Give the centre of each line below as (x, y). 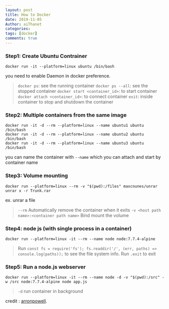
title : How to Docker (28, 15)
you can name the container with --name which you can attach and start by (83, 157)
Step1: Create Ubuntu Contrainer (46, 56)
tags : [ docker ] (21, 33)
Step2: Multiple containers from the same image (66, 115)
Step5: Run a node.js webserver (46, 267)
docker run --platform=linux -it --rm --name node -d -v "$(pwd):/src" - (85, 278)
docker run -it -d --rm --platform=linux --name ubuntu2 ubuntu (75, 134)
